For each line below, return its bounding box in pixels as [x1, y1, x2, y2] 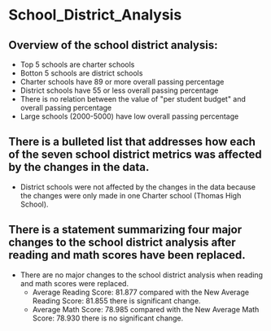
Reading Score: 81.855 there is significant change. [32, 295, 201, 306]
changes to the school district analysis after [8, 236, 236, 250]
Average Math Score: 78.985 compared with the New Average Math [32, 304, 260, 314]
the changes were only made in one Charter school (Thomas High [20, 190, 242, 200]
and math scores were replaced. [20, 278, 129, 288]
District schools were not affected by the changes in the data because [20, 181, 256, 192]
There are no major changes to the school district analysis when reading [20, 270, 263, 280]
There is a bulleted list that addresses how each [8, 135, 256, 149]
